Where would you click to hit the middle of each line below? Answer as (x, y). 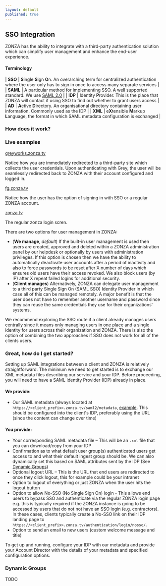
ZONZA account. (22, 203)
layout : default (22, 10)
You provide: (19, 429)
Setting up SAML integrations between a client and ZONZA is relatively (77, 364)
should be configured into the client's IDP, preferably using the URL (81, 413)
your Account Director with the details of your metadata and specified (76, 550)
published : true (22, 14)
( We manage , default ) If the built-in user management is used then (81, 241)
